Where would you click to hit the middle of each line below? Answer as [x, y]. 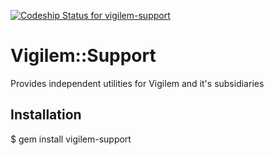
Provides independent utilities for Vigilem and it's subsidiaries [137, 83]
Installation [46, 115]
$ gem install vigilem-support [71, 139]
